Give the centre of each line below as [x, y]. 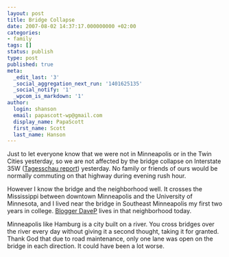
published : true [30, 64]
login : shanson [35, 109]
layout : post [26, 13]
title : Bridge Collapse [41, 20]
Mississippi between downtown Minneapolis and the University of [100, 197]
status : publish [30, 52]
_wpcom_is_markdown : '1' [49, 97]
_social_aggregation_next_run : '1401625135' [78, 84]
